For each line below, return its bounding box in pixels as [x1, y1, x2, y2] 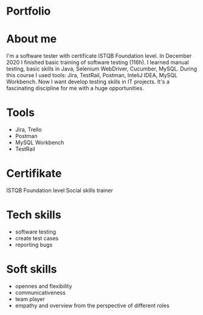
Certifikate [6, 167, 62, 181]
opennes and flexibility [15, 282, 72, 289]
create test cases [15, 234, 59, 241]
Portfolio [6, 4, 51, 18]
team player [15, 295, 46, 302]
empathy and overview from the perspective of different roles [15, 302, 170, 309]
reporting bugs [15, 241, 53, 248]
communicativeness [15, 289, 66, 296]
